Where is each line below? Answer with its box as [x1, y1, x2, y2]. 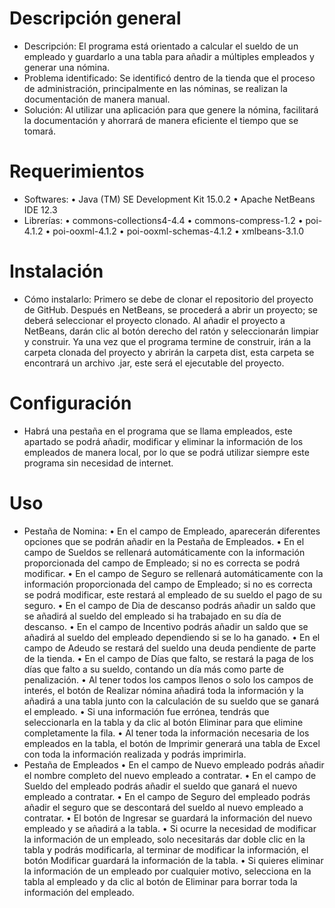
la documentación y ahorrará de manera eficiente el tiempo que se [23, 114, 299, 126]
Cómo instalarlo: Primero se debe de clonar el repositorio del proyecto [23, 293, 314, 305]
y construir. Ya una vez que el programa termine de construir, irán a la [23, 335, 312, 347]
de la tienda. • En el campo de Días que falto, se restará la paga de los [23, 652, 314, 664]
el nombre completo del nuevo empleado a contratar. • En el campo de [23, 769, 317, 781]
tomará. [23, 125, 56, 137]
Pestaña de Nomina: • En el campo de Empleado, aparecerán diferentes [23, 525, 321, 537]
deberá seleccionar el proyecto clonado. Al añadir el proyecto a [23, 314, 286, 326]
